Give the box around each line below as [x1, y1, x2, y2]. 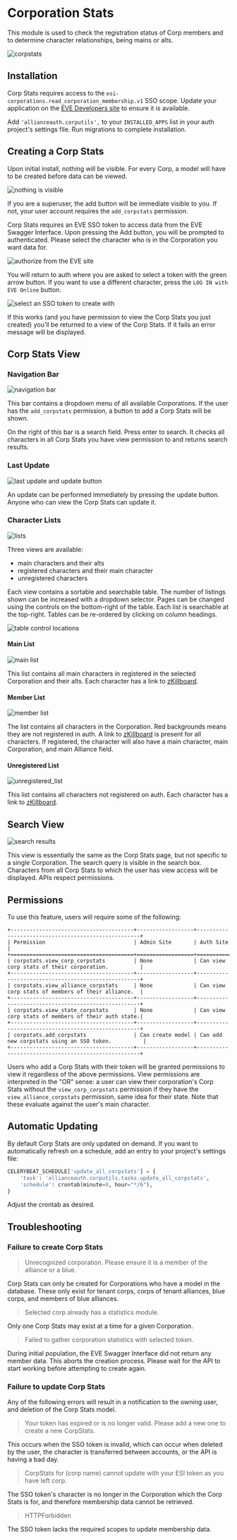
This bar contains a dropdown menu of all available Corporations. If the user [7, 399, 229, 408]
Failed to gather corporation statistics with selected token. [24, 1336, 194, 1344]
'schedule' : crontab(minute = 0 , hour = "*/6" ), [20, 1181, 153, 1188]
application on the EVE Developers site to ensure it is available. [7, 104, 190, 112]
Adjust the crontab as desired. [7, 1200, 95, 1209]
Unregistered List [7, 761, 59, 770]
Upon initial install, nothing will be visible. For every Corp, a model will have [7, 164, 226, 172]
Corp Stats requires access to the [7, 88, 105, 97]
